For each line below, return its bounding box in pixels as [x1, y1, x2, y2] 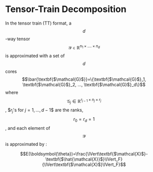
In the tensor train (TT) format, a [5, 20, 71, 26]
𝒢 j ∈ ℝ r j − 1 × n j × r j [66, 97, 101, 105]
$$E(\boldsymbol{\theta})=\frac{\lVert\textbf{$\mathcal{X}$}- [19, 150, 148, 156]
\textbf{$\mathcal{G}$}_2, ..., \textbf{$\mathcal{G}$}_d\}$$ [22, 81, 146, 87]
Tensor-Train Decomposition [5, 4, 126, 15]
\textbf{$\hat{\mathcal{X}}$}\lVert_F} [45, 156, 123, 162]
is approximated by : [5, 141, 47, 147]
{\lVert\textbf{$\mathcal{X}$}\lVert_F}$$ [41, 161, 126, 167]
